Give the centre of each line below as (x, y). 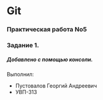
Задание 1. (23, 46)
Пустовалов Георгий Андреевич (56, 86)
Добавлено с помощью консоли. (50, 59)
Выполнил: (20, 74)
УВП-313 (26, 92)
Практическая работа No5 (47, 30)
